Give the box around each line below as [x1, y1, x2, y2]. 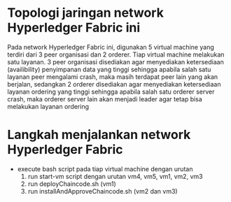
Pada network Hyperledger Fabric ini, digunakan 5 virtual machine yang [7, 43, 215, 51]
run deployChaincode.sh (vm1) [27, 180, 117, 188]
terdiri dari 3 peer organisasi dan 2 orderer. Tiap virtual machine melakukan [7, 50, 225, 59]
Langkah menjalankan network [7, 127, 191, 143]
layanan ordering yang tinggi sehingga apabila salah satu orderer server [7, 87, 215, 96]
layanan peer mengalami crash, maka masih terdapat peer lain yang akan [7, 72, 218, 81]
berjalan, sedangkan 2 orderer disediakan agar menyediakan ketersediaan [7, 80, 221, 88]
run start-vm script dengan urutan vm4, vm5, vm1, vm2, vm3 [27, 172, 203, 180]
